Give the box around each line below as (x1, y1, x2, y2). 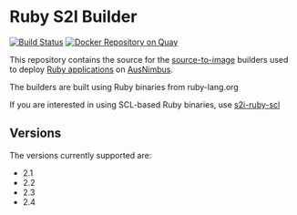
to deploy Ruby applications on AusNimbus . (9, 64, 173, 75)
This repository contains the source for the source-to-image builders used (9, 54, 289, 65)
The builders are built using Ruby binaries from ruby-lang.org (9, 81, 239, 92)
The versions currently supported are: (9, 149, 152, 160)
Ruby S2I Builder (9, 6, 138, 27)
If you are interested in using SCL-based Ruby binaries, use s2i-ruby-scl (9, 98, 281, 110)
